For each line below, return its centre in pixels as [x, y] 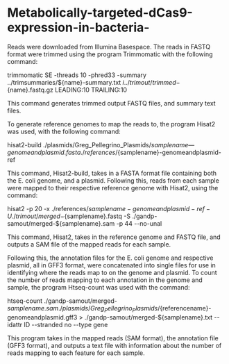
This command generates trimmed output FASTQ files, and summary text [112, 103]
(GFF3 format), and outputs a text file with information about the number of [114, 345]
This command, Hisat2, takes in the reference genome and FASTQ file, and [114, 237]
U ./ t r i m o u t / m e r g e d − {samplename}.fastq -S [69, 216]
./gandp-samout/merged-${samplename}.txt [149, 317]
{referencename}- [185, 308]
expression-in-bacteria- [78, 27]
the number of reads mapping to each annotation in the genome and [105, 280]
